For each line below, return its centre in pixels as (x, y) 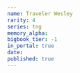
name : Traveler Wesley (40, 14)
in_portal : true (31, 46)
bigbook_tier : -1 (32, 40)
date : (15, 53)
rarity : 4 (22, 20)
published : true (31, 59)
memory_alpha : (28, 33)
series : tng (24, 26)
